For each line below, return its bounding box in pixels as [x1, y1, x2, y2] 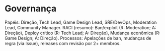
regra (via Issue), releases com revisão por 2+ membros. [4, 40, 121, 46]
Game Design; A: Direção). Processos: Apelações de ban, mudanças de [4, 35, 152, 41]
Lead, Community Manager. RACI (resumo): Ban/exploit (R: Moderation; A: [4, 24, 157, 30]
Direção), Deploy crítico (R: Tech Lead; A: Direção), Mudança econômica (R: [4, 30, 161, 36]
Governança [4, 3, 57, 14]
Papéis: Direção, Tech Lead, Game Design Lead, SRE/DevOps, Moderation [4, 19, 157, 25]
